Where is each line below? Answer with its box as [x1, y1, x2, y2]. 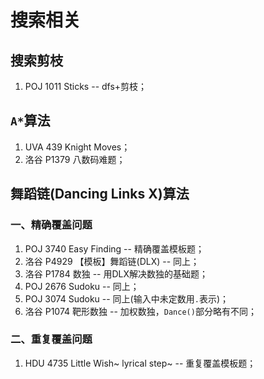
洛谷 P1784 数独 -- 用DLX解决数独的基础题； [24, 267, 209, 280]
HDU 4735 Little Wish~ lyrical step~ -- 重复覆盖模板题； [24, 357, 257, 369]
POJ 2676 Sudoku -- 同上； [24, 280, 140, 292]
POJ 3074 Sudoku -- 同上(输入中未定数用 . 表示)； [24, 292, 229, 305]
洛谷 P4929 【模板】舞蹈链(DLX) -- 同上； [24, 255, 200, 267]
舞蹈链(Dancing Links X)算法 [10, 186, 190, 203]
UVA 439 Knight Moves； [24, 141, 131, 153]
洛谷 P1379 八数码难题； [24, 153, 126, 165]
